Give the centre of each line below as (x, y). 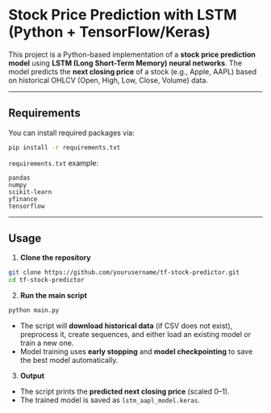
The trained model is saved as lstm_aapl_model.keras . (110, 400)
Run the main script (53, 296)
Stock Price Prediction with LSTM (123, 15)
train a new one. (47, 343)
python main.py (34, 310)
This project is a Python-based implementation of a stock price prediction (132, 54)
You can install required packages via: (72, 133)
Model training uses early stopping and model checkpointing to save (136, 352)
